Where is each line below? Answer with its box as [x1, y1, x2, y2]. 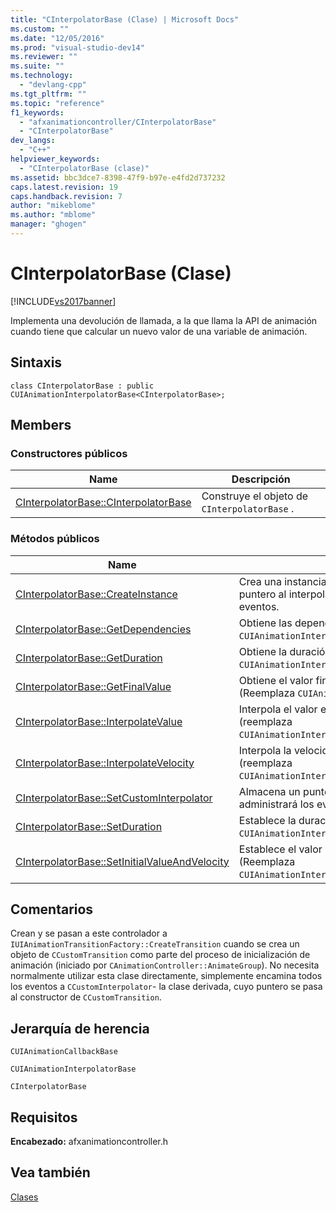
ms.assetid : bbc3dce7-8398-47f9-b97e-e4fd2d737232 [10, 172, 226, 183]
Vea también [10, 1164, 91, 1181]
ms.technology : [10, 71, 74, 81]
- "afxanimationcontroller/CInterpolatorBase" [19, 117, 217, 127]
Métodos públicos [10, 532, 100, 546]
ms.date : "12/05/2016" [10, 33, 105, 43]
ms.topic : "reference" [10, 98, 105, 108]
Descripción [231, 472, 291, 486]
